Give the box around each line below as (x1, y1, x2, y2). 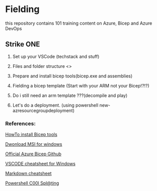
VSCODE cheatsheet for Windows (5, 161, 75, 167)
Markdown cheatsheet (5, 170, 52, 176)
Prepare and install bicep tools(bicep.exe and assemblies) (12, 73, 133, 79)
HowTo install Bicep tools (5, 132, 58, 138)
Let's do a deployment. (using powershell (12, 102, 99, 108)
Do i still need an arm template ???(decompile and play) (12, 92, 128, 99)
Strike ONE (5, 40, 40, 49)
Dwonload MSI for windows (5, 141, 62, 147)
